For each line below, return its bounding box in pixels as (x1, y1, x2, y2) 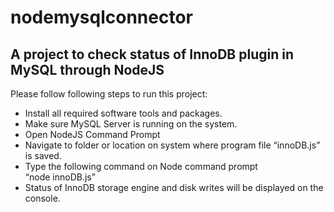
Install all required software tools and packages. (24, 107, 223, 119)
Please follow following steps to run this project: (10, 88, 208, 100)
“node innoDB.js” (24, 171, 96, 183)
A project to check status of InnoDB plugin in (10, 46, 294, 63)
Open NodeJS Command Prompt (24, 129, 161, 140)
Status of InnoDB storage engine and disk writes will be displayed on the (24, 182, 324, 193)
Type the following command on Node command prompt (24, 161, 258, 172)
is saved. (24, 150, 62, 161)
